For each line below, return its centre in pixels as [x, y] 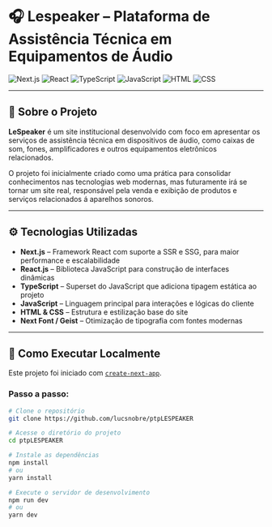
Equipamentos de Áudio [91, 56]
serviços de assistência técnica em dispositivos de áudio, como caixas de [132, 140]
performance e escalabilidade [70, 260]
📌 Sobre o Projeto [53, 112]
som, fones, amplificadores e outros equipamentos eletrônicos [113, 148]
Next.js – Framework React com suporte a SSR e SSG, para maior [130, 251]
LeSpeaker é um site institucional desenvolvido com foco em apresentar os [134, 131]
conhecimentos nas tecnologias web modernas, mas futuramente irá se [128, 182]
